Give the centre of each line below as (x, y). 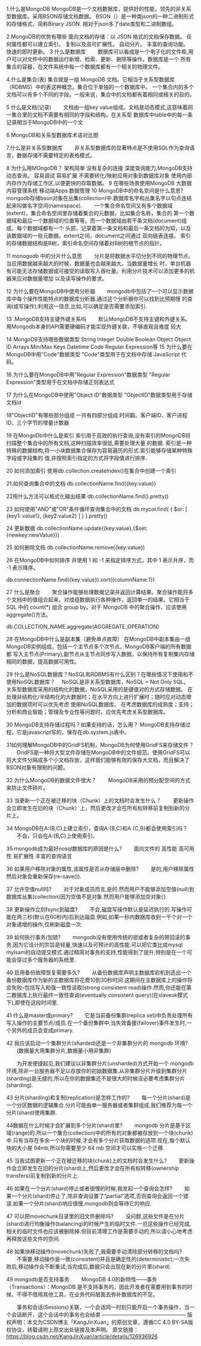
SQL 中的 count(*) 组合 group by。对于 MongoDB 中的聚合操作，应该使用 (97, 607)
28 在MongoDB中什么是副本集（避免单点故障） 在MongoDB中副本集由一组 (98, 639)
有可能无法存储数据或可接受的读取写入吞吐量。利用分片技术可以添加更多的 (98, 271)
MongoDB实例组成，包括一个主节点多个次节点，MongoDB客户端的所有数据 (99, 647)
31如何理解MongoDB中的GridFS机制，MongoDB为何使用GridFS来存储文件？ (100, 745)
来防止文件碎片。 (27, 788)
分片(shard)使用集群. (32, 1113)
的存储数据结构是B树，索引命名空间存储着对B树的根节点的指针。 (86, 243)
